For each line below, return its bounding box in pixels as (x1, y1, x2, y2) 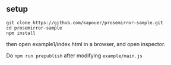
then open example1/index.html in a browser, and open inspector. (6, 40, 166, 47)
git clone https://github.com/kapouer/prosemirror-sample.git (6, 19, 163, 25)
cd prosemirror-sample (6, 25, 62, 31)
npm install (6, 30, 36, 36)
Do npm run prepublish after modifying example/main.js (6, 52, 142, 59)
